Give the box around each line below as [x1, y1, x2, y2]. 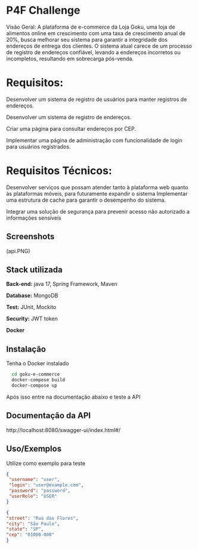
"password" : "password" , [8, 488, 70, 494]
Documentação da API [6, 411, 91, 421]
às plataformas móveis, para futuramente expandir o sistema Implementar [6, 190, 188, 197]
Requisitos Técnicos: [6, 164, 112, 178]
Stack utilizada [6, 265, 63, 275]
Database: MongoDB [6, 292, 58, 299]
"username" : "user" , [8, 477, 60, 483]
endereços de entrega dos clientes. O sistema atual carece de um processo [6, 42, 193, 50]
